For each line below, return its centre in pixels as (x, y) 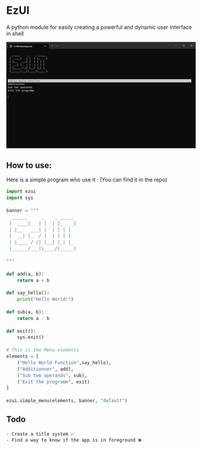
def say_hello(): (28, 293)
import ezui (21, 192)
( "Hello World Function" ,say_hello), (64, 362)
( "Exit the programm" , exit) (54, 382)
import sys (20, 198)
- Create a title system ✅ (41, 434)
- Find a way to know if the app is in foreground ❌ (74, 440)
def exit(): (21, 331)
